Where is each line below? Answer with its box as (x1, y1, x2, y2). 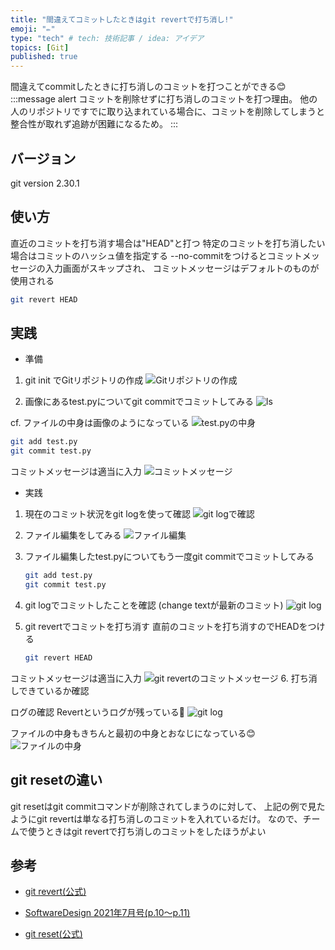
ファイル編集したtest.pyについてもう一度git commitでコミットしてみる (24, 551, 315, 563)
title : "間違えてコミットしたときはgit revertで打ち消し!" (10, 14, 234, 25)
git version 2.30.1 (10, 177, 80, 189)
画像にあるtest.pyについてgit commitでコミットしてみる (24, 396, 255, 408)
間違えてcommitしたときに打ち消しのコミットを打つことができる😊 (10, 81, 287, 93)
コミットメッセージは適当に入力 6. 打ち (10, 672, 309, 684)
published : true (10, 52, 78, 62)
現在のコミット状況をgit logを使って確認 (24, 508, 191, 520)
